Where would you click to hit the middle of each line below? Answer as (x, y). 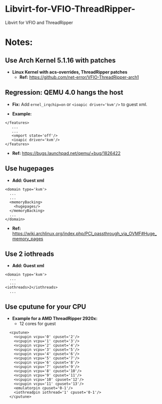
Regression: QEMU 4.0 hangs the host (64, 93)
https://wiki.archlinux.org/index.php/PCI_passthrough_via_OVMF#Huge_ (84, 234)
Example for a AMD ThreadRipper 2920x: (55, 319)
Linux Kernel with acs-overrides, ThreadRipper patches (70, 72)
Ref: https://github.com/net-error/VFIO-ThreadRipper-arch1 (79, 77)
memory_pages (28, 238)
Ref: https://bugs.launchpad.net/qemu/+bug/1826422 (66, 153)
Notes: (19, 42)
